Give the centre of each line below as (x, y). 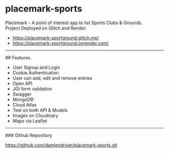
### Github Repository (29, 135)
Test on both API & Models (40, 110)
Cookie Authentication (35, 72)
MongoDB (23, 99)
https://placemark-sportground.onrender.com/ (61, 43)
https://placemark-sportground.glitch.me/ (56, 38)
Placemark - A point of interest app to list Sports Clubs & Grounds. (74, 23)
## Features (18, 57)
